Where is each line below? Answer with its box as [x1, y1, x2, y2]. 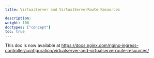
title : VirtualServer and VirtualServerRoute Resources [5, 7, 120, 12]
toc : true [5, 29, 25, 34]
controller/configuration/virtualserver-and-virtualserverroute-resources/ [5, 48, 149, 54]
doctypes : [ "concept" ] [5, 25, 51, 29]
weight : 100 [5, 20, 29, 25]
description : [5, 15, 31, 21]
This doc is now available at [5, 43, 61, 48]
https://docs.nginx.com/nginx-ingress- [61, 43, 139, 48]
